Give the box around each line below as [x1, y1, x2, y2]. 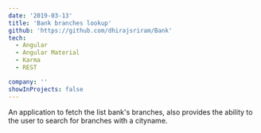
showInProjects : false [8, 85, 84, 93]
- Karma [15, 57, 41, 65]
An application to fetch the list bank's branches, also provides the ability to [8, 107, 253, 116]
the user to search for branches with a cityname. [8, 115, 168, 125]
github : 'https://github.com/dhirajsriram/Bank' [8, 26, 173, 34]
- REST [15, 64, 37, 72]
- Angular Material [15, 49, 80, 57]
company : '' [8, 77, 48, 86]
